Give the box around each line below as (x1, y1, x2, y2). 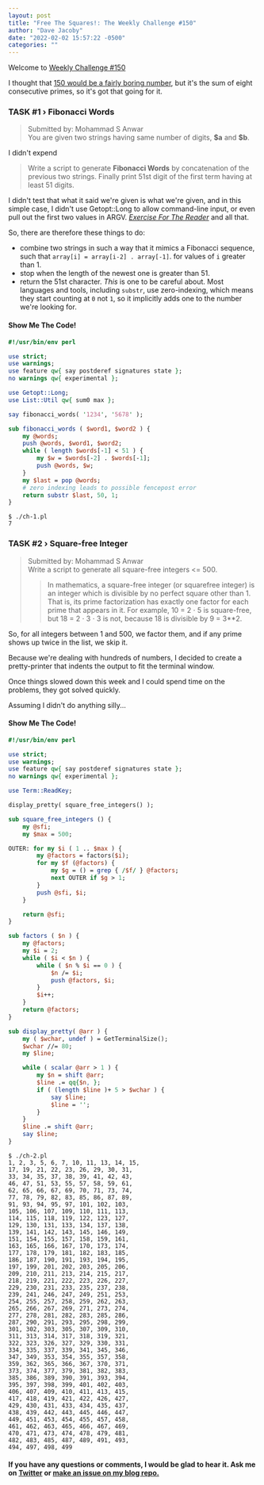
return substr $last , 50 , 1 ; (22, 491, 119, 499)
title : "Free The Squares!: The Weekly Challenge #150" (8, 19, 197, 27)
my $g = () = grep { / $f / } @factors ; (50, 867, 179, 875)
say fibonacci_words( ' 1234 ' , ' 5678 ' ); (8, 410, 144, 419)
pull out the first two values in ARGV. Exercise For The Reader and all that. (8, 212, 250, 222)
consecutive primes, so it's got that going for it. (8, 86, 163, 96)
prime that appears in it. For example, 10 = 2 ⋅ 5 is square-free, (47, 605, 252, 614)
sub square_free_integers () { (8, 815, 112, 823)
